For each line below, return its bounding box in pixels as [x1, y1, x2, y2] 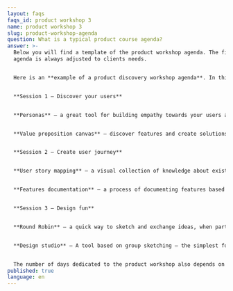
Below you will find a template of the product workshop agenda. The [13, 49, 218, 56]
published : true [7, 267, 54, 274]
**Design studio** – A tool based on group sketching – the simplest [13, 242, 218, 249]
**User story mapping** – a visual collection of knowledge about [13, 168, 209, 175]
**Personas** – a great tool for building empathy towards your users [13, 111, 222, 118]
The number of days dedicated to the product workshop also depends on [13, 260, 225, 268]
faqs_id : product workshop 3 [7, 17, 92, 24]
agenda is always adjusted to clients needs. [13, 56, 148, 63]
